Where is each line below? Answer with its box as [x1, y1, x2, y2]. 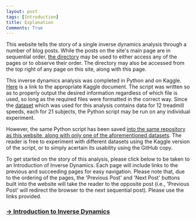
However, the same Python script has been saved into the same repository [6, 126, 186, 133]
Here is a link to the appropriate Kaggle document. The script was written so [6, 83, 190, 91]
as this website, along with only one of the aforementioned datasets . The [6, 132, 182, 139]
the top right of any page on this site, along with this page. [6, 65, 147, 73]
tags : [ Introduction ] [6, 14, 59, 20]
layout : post [6, 8, 38, 15]
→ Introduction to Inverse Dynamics [6, 208, 110, 216]
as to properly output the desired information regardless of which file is [6, 89, 178, 96]
